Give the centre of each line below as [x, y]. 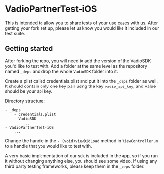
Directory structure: [25, 101]
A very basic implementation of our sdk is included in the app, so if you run [82, 155]
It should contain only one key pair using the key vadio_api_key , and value [81, 86]
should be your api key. [29, 91]
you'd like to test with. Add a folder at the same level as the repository [76, 66]
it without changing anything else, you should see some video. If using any [81, 161]
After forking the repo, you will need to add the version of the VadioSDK [78, 61]
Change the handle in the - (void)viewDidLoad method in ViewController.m [82, 141]
